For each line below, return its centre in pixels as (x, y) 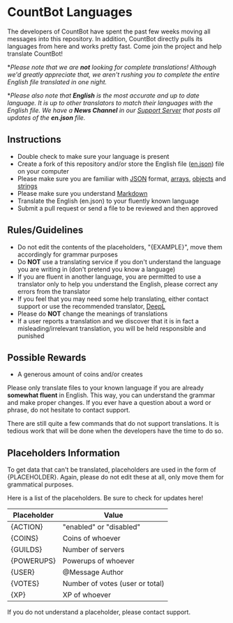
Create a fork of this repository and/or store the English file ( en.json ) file (121, 164)
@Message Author (93, 572)
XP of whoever (87, 595)
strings (27, 186)
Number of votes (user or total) (114, 584)
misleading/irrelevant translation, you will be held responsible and (112, 328)
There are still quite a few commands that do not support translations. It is (113, 424)
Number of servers (93, 550)
